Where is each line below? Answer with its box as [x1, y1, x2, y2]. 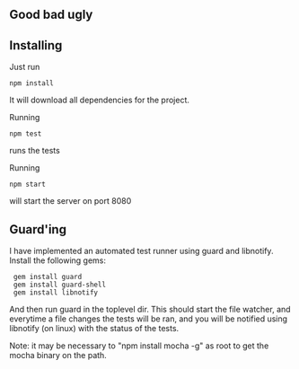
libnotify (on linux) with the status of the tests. [9, 323, 180, 334]
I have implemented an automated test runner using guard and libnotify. [9, 246, 274, 257]
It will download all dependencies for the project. [9, 94, 190, 106]
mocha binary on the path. [9, 350, 108, 361]
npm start [9, 180, 47, 189]
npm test [9, 129, 42, 138]
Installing [9, 38, 63, 53]
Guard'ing [9, 222, 67, 237]
